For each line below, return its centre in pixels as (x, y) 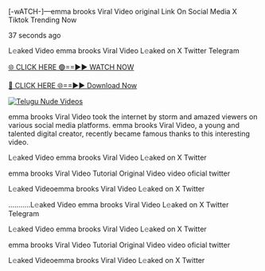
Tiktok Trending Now (43, 20)
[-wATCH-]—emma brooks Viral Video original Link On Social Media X (123, 12)
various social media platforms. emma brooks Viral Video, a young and (124, 125)
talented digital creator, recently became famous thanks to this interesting (129, 134)
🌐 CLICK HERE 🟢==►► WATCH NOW (71, 67)
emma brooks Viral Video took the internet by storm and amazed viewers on (133, 117)
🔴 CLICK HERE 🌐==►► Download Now (73, 85)
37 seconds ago (35, 35)
